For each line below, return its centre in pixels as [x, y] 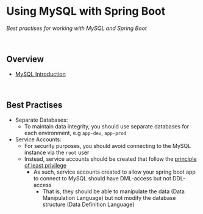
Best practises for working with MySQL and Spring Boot [77, 28]
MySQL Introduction [40, 74]
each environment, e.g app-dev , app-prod [75, 133]
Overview [25, 59]
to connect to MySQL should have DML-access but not [102, 178]
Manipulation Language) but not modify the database [109, 197]
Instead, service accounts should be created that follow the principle [110, 159]
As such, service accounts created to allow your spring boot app [115, 172]
